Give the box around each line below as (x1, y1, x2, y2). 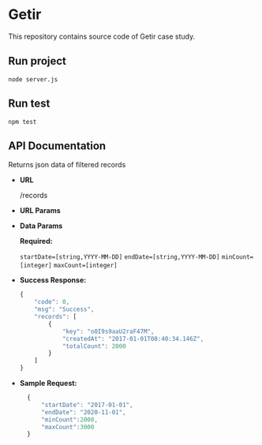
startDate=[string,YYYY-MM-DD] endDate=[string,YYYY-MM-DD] (19, 253, 220, 261)
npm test (8, 118, 37, 125)
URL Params (19, 206, 61, 215)
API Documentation (8, 139, 107, 152)
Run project (8, 54, 67, 68)
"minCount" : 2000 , (40, 416, 99, 424)
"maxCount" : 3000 (40, 423, 95, 431)
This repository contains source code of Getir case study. (8, 32, 196, 41)
